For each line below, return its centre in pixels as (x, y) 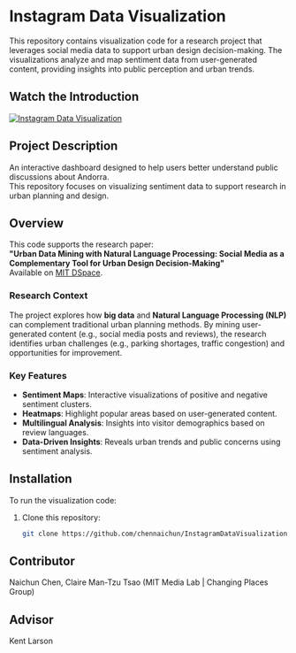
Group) (22, 592)
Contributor (42, 561)
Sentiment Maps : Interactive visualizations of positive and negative (144, 395)
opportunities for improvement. (66, 352)
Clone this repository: (61, 517)
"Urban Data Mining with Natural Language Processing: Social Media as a (147, 254)
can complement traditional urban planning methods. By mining (125, 324)
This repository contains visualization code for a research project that (136, 41)
